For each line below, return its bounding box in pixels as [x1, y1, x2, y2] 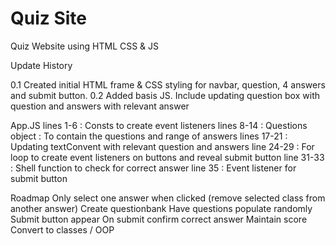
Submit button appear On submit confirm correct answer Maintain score [10, 213, 308, 225]
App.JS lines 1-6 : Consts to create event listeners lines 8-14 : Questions [10, 119, 308, 131]
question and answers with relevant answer [10, 100, 190, 112]
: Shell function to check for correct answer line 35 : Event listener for [10, 162, 297, 174]
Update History [10, 59, 73, 71]
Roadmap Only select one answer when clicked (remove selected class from [10, 192, 326, 204]
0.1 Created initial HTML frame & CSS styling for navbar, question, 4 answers [10, 78, 326, 91]
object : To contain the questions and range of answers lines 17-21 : [10, 130, 288, 142]
